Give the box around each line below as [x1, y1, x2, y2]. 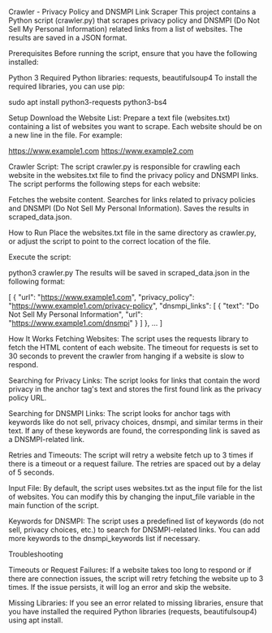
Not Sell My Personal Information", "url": [8, 310, 144, 319]
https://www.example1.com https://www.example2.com [8, 146, 194, 155]
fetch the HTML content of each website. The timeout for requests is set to [8, 343, 259, 352]
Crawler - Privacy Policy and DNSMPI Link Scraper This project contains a [8, 7, 257, 16]
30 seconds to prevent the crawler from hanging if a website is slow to [8, 351, 245, 361]
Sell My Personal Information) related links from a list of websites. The [8, 24, 244, 33]
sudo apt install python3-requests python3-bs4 [8, 98, 168, 106]
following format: [8, 276, 66, 286]
